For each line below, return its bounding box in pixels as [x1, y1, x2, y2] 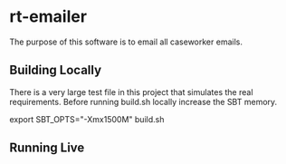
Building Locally [9, 63, 102, 78]
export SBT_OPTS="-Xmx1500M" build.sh [9, 113, 165, 124]
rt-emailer [9, 6, 88, 27]
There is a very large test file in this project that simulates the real [9, 86, 253, 97]
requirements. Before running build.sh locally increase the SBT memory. [9, 96, 278, 107]
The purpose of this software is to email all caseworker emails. [9, 36, 243, 47]
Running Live [9, 140, 85, 156]
